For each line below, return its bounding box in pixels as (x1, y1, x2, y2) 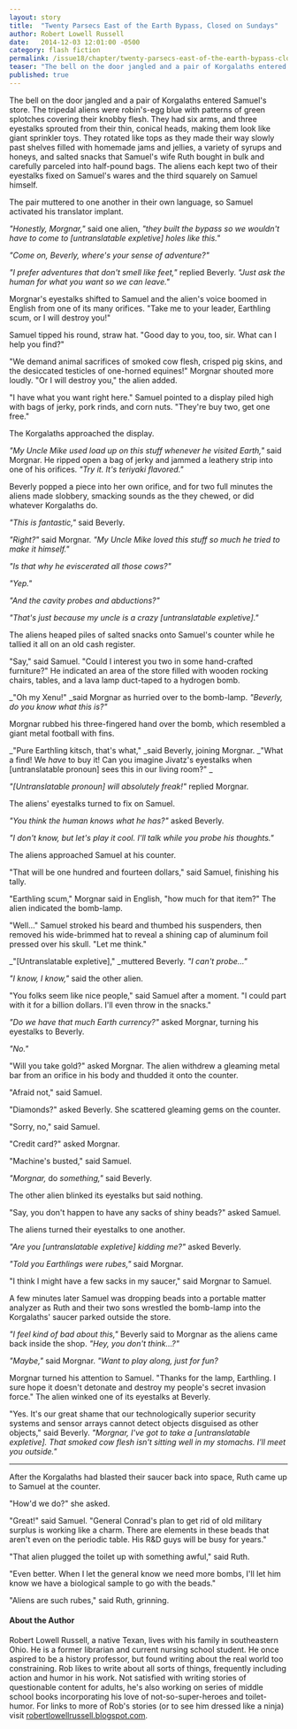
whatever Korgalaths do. (9, 499, 99, 510)
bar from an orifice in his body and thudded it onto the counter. (9, 1069, 239, 1080)
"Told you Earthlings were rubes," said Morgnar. (9, 1258, 184, 1269)
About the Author (9, 1615, 75, 1625)
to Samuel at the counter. (9, 1480, 101, 1492)
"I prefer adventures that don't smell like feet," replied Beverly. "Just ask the (9, 266, 286, 277)
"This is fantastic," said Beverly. (9, 517, 126, 528)
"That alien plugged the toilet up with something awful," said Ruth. (9, 1551, 250, 1562)
